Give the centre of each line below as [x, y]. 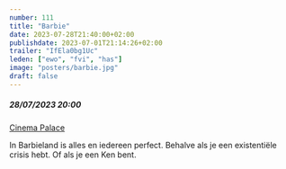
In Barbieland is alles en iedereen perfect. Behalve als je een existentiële [143, 145]
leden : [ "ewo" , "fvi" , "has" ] [66, 59]
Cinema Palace [37, 128]
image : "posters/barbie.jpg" [64, 68]
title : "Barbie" [40, 26]
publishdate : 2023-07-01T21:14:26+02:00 [86, 43]
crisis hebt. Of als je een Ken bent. [73, 155]
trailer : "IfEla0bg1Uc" [54, 51]
